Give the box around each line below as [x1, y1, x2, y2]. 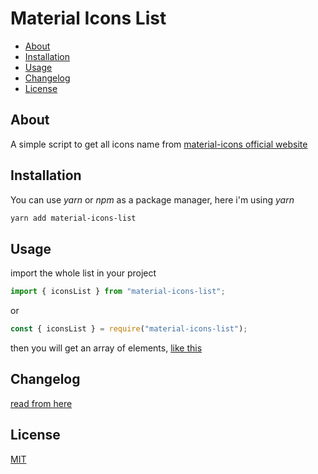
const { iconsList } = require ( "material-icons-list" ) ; [10, 324, 248, 334]
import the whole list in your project [10, 267, 157, 279]
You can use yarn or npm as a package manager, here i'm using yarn [10, 193, 295, 206]
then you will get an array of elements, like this [10, 342, 203, 354]
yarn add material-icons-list [10, 213, 137, 223]
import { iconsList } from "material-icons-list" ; [10, 287, 226, 297]
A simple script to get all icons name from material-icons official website [10, 138, 308, 150]
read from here [10, 397, 73, 409]
